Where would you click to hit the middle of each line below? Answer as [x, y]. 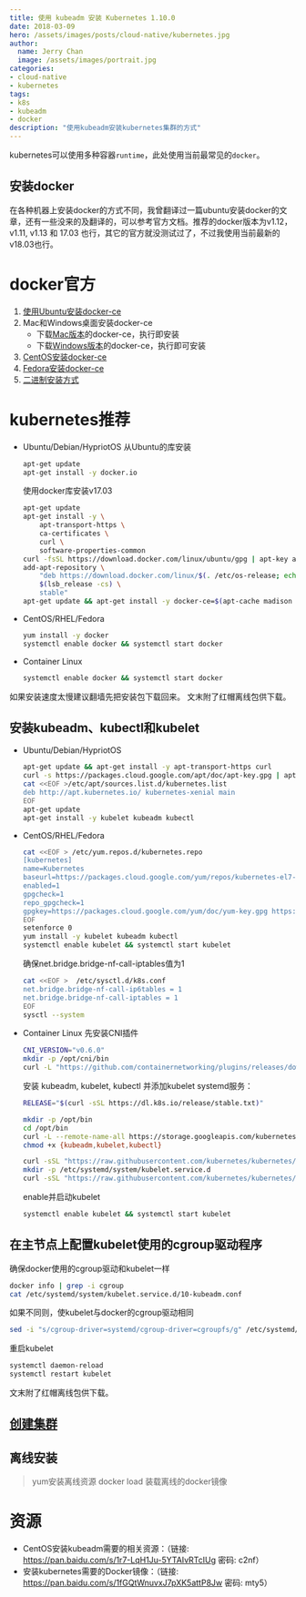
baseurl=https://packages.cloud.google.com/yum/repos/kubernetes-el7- [159, 878]
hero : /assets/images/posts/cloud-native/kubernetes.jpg [120, 35]
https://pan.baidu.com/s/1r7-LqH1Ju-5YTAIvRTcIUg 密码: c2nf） [143, 1560]
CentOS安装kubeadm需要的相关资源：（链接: [106, 1549]
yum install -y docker [66, 635]
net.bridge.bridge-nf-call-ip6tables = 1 [102, 989]
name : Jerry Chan [51, 52]
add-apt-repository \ [63, 567]
